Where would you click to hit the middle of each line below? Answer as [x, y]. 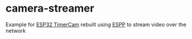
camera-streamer [50, 8]
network [16, 30]
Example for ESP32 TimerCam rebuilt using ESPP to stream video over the [96, 24]
